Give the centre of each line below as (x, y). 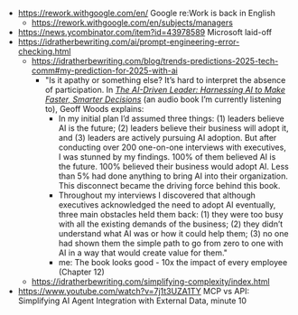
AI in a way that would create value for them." (143, 253)
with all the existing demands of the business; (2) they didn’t (171, 224)
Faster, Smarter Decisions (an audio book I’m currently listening (163, 99)
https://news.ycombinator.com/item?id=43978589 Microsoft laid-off (145, 32)
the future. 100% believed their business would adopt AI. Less (173, 167)
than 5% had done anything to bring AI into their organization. (173, 176)
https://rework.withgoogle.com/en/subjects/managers (132, 23)
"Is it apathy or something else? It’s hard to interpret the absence (165, 80)
